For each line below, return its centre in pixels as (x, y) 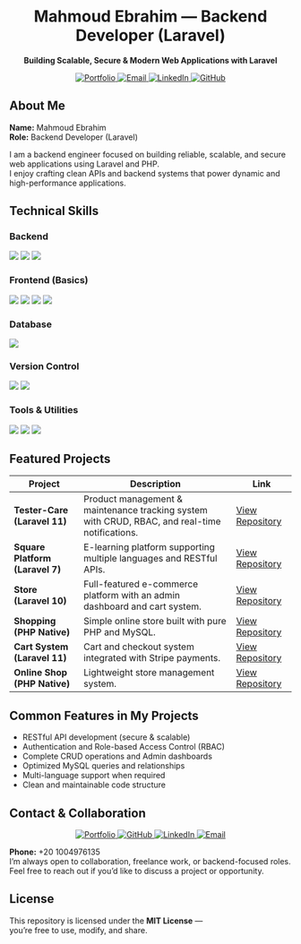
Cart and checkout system (139, 647)
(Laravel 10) (40, 601)
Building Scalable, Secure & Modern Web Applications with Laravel (150, 60)
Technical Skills (54, 211)
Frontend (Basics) (49, 280)
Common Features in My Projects (104, 715)
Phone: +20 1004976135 (55, 852)
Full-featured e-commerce (141, 584)
